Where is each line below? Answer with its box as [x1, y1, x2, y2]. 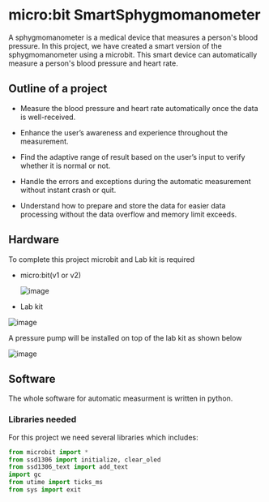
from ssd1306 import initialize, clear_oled [8, 456, 161, 464]
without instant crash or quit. [19, 185, 117, 195]
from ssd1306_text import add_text [8, 463, 129, 471]
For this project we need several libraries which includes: [8, 432, 199, 442]
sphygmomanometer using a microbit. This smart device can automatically [8, 49, 258, 59]
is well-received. [19, 112, 76, 122]
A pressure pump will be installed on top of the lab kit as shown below [8, 333, 242, 342]
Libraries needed [8, 414, 77, 425]
